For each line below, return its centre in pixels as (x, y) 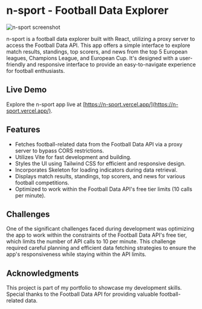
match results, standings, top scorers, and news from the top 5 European (97, 51)
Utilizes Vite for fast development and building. (73, 157)
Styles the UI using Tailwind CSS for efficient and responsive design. (100, 163)
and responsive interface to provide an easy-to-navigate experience (111, 64)
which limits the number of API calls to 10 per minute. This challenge (91, 242)
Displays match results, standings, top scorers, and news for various (100, 176)
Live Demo (27, 90)
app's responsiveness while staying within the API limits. (76, 254)
